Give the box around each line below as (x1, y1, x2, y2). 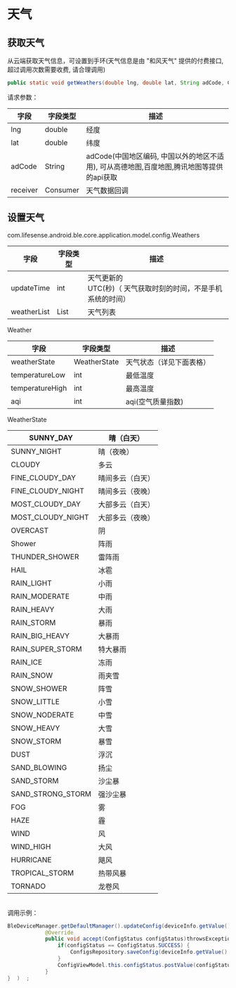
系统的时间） (87, 294, 130, 304)
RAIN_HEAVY (11, 604, 55, 614)
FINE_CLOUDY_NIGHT (11, 486, 84, 495)
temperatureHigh (11, 383, 67, 393)
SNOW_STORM (11, 736, 62, 746)
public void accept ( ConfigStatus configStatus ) (44, 935, 188, 942)
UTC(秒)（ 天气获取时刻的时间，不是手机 (87, 283, 223, 293)
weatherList (11, 306, 51, 316)
